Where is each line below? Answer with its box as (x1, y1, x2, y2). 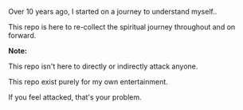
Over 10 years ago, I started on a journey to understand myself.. (8, 7, 218, 16)
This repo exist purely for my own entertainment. (8, 77, 169, 86)
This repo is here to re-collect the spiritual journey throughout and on (8, 22, 236, 31)
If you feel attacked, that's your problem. (8, 92, 142, 102)
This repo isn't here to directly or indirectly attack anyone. (8, 61, 198, 71)
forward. (8, 31, 37, 40)
